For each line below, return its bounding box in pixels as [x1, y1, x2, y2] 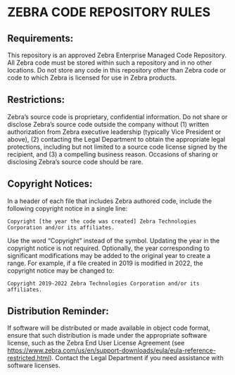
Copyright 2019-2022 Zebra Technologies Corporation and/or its [7, 280, 200, 287]
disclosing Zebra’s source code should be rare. [7, 157, 144, 166]
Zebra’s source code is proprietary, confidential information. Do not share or [7, 112, 228, 121]
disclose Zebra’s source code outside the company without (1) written [7, 120, 210, 128]
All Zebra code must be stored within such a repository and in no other [7, 59, 212, 67]
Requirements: [7, 32, 74, 44]
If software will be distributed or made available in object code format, [7, 324, 211, 332]
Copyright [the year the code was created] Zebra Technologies [7, 218, 197, 225]
